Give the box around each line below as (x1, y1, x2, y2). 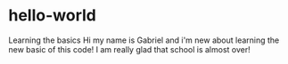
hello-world (8, 5, 97, 26)
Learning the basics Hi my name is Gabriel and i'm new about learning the (8, 35, 280, 45)
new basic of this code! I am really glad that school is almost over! (8, 44, 251, 54)
